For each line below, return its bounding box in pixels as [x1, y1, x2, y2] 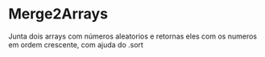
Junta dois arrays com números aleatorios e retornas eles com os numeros [8, 31, 258, 41]
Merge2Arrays [8, 5, 109, 23]
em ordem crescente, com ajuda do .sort [8, 39, 143, 49]
